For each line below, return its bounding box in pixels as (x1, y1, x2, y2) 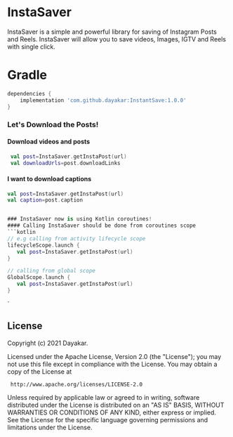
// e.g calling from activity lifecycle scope (7, 235, 146, 242)
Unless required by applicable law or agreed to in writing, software (7, 393, 200, 401)
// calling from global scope (7, 268, 96, 275)
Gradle (7, 67, 48, 83)
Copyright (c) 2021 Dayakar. (7, 339, 88, 347)
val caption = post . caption (7, 197, 83, 204)
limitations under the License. (7, 423, 93, 431)
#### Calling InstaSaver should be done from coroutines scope (7, 222, 197, 229)
